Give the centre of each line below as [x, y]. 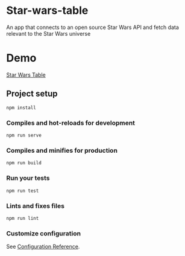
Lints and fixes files [36, 206]
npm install [21, 107]
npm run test [23, 191]
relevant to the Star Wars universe [49, 33]
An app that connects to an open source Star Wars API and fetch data [93, 27]
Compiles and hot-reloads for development [71, 123]
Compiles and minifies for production [62, 150]
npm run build [24, 163]
